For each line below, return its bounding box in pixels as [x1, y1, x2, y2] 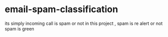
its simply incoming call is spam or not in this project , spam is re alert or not [5, 20, 163, 26]
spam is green [5, 25, 35, 31]
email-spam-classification [5, 4, 118, 15]
